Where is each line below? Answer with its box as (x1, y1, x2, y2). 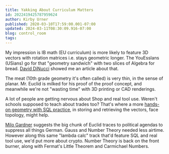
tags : (5, 36, 17, 41)
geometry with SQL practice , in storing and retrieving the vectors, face (12, 107, 158, 113)
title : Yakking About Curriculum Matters (5, 7, 94, 13)
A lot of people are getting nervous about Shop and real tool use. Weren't (5, 95, 158, 101)
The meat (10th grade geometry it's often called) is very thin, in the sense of (5, 75, 163, 81)
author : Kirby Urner (5, 17, 49, 22)
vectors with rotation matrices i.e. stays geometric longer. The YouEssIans (5, 55, 159, 61)
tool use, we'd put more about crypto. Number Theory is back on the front (5, 137, 159, 144)
